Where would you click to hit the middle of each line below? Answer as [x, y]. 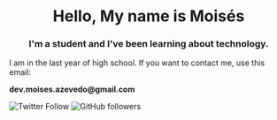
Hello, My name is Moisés [149, 16]
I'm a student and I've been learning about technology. [149, 44]
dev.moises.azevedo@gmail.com [72, 89]
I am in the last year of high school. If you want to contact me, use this [137, 63]
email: [20, 72]
